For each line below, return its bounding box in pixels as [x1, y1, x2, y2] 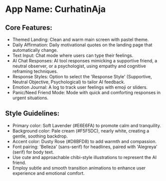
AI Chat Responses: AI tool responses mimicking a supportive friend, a [12, 58, 158, 63]
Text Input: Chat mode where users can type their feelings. [12, 52, 134, 58]
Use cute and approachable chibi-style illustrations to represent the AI [12, 154, 157, 160]
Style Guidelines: [5, 109, 60, 118]
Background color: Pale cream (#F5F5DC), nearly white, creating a [12, 128, 150, 134]
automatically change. [12, 47, 58, 53]
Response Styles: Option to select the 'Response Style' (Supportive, [12, 74, 152, 79]
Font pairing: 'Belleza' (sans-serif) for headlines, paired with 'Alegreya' [12, 144, 158, 150]
